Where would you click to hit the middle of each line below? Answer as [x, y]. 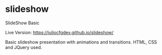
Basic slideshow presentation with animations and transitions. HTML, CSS [81, 42]
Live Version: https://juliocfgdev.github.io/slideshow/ [59, 32]
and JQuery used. [24, 47]
